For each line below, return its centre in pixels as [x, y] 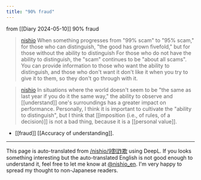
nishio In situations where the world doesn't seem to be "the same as [106, 89]
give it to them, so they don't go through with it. [79, 78]
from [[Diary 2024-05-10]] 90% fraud [53, 29]
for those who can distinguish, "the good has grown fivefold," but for [105, 46]
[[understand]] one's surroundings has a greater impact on [93, 103]
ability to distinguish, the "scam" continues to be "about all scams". [104, 59]
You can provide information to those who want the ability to [95, 66]
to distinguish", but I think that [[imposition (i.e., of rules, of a [95, 115]
